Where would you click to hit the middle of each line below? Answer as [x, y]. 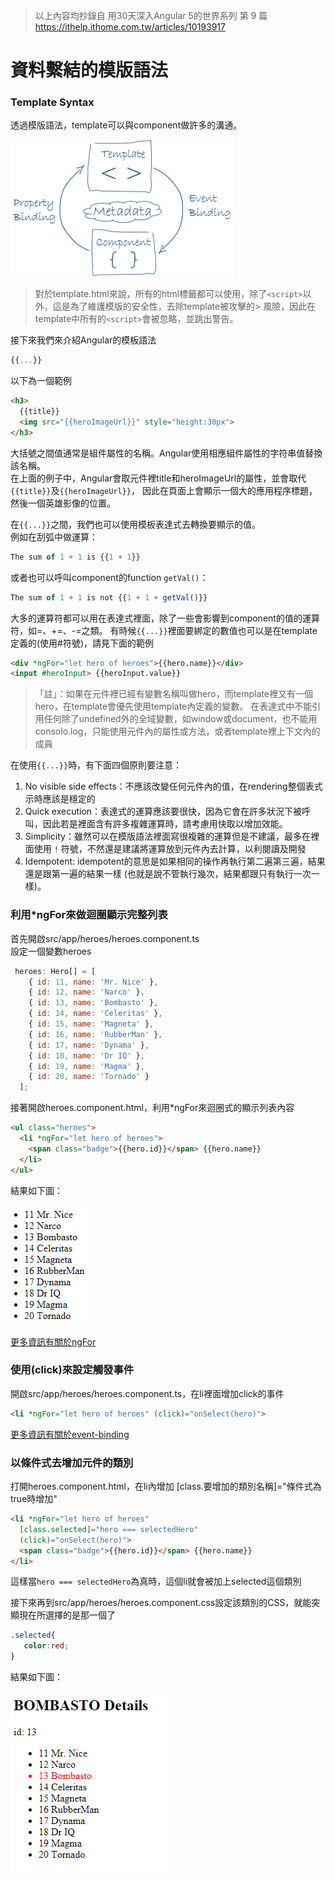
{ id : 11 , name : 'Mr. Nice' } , [93, 982]
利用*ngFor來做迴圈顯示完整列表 [89, 915]
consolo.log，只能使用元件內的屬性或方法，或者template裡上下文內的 [177, 731]
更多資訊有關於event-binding [70, 1434]
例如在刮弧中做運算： [54, 536]
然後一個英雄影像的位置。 [63, 503]
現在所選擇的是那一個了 [67, 1615]
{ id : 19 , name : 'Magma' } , [86, 1066]
